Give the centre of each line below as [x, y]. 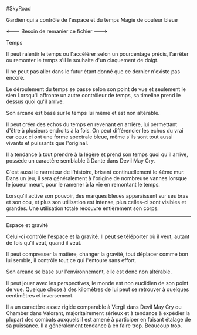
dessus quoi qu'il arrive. [35, 101]
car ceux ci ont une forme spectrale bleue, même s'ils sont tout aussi [89, 137]
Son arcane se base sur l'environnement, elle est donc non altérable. [89, 272]
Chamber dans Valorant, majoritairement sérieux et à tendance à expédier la [98, 313]
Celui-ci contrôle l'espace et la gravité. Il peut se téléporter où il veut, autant [98, 236]
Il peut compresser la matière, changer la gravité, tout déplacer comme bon [97, 254]
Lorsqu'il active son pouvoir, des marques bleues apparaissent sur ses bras [97, 196]
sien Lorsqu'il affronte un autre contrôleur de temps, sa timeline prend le [94, 95]
